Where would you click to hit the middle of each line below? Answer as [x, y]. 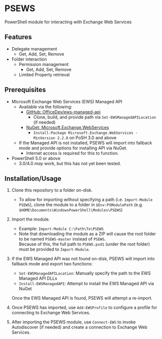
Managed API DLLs [38, 278]
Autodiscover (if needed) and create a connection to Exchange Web [79, 327]
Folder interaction [29, 59]
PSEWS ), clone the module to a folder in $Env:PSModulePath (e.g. [81, 205]
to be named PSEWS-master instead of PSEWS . [62, 239]
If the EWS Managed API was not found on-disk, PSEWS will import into [83, 259]
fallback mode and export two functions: [52, 264]
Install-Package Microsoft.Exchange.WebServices [83, 133]
